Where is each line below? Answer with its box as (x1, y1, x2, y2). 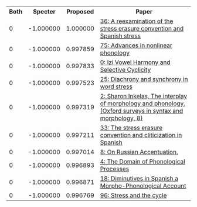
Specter (33, 8, 56, 15)
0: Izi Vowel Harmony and (100, 58, 171, 66)
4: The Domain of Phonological (100, 158, 186, 165)
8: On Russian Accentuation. (100, 148, 178, 156)
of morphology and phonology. (100, 99, 186, 108)
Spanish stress (100, 32, 141, 40)
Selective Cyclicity (100, 66, 151, 74)
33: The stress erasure (100, 123, 163, 132)
